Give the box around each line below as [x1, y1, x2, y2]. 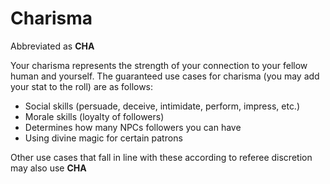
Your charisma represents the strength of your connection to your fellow [10, 59, 308, 71]
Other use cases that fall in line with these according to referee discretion [10, 151, 313, 163]
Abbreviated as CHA [10, 40, 95, 52]
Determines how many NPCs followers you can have [24, 121, 242, 133]
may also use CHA [10, 162, 87, 174]
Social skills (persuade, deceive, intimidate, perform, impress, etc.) [24, 100, 301, 112]
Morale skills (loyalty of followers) [24, 110, 165, 122]
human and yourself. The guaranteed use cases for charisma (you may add [10, 70, 320, 82]
